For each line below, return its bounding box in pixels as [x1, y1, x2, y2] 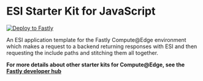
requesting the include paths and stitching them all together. [6, 49, 158, 56]
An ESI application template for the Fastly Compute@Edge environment [6, 36, 186, 43]
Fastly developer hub [6, 67, 62, 74]
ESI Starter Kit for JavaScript [6, 4, 156, 18]
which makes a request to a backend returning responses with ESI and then [6, 43, 197, 50]
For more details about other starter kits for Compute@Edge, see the [6, 61, 185, 68]
